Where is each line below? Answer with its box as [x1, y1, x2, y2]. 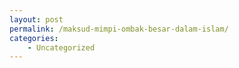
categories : [9, 33, 59, 43]
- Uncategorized [27, 42, 96, 53]
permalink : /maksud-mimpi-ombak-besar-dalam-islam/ [9, 24, 229, 34]
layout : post [9, 14, 64, 25]
